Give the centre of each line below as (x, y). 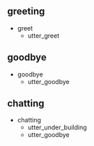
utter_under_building (57, 127)
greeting (26, 11)
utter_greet (44, 35)
